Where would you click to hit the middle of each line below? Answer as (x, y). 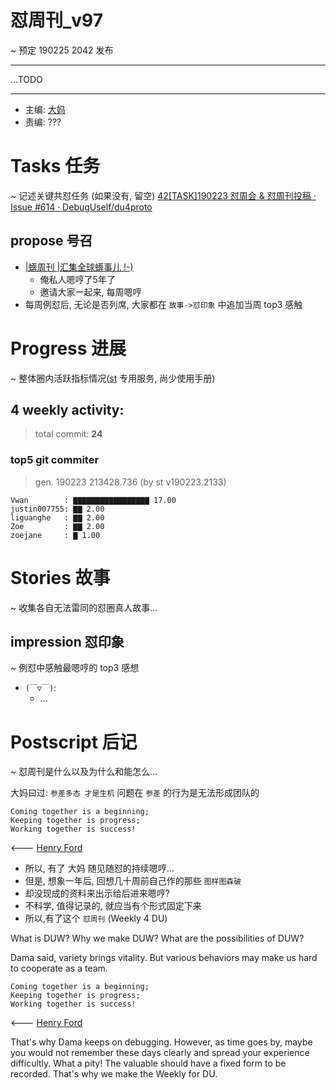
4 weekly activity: (67, 410)
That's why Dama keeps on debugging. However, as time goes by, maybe (161, 1042)
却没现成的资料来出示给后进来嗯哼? (97, 893)
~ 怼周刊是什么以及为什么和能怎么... (84, 772)
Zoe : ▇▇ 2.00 (57, 526)
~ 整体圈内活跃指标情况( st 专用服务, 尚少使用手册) (113, 378)
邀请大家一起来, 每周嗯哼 (90, 292)
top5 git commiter (55, 460)
